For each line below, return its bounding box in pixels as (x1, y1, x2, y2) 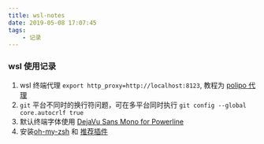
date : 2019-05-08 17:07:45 (8, 19, 97, 27)
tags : (8, 26, 26, 34)
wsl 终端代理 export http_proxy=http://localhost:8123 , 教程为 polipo (19, 80, 247, 90)
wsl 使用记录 (8, 61, 57, 72)
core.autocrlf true (19, 109, 84, 116)
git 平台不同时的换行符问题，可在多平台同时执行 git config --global (19, 100, 247, 109)
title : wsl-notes (8, 11, 65, 20)
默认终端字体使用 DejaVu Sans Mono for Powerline (19, 116, 184, 126)
